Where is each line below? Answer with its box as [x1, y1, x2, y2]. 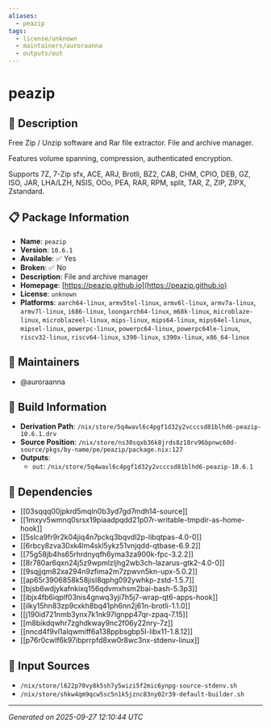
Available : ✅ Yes [19, 253, 77, 263]
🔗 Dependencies [8, 485, 93, 498]
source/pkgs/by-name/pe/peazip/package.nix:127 [19, 446, 183, 454]
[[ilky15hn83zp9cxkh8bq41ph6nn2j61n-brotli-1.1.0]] [19, 601, 191, 611]
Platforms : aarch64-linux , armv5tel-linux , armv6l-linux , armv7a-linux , [19, 297, 256, 307]
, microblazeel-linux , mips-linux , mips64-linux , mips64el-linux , [38, 315, 252, 324]
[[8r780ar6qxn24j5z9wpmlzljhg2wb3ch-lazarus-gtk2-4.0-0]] [19, 558, 225, 568]
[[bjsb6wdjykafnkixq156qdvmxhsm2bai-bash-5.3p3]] [19, 584, 198, 594]
